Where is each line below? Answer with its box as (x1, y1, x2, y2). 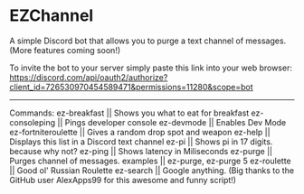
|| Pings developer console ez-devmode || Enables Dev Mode (57, 116, 287, 127)
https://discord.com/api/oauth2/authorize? (9, 71, 168, 82)
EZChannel (9, 5, 94, 26)
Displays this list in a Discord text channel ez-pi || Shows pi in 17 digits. (9, 136, 273, 147)
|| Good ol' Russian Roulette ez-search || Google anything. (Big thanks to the (9, 164, 295, 176)
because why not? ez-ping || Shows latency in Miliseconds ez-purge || (9, 145, 273, 156)
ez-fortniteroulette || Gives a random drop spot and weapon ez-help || (9, 126, 271, 137)
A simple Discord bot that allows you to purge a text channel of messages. (9, 35, 287, 46)
